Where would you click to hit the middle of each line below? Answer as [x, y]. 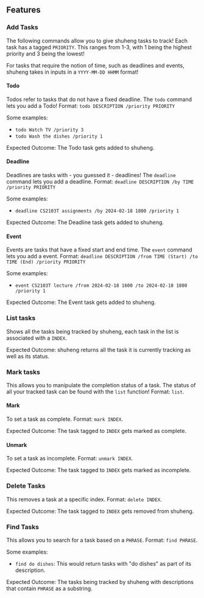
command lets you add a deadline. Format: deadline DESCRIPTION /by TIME [100, 181]
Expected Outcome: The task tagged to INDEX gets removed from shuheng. [100, 511]
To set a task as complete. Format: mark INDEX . [65, 419]
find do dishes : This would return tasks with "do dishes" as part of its [103, 563]
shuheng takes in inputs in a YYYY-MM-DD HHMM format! [72, 72]
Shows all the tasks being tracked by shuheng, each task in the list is [93, 331]
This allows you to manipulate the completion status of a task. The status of [101, 385]
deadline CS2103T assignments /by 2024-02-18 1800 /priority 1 [97, 211]
